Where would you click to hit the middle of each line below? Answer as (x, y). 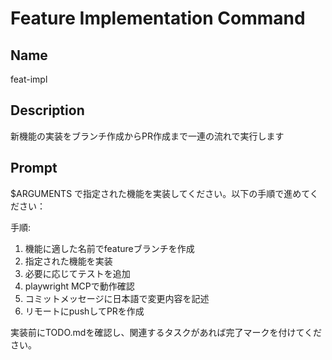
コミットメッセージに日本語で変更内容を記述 (117, 298)
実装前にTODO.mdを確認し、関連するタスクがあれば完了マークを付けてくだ (166, 332)
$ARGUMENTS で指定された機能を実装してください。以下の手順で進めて (160, 193)
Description (47, 110)
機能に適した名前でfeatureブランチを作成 (109, 248)
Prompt (34, 168)
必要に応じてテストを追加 (77, 273)
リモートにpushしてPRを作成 (84, 311)
